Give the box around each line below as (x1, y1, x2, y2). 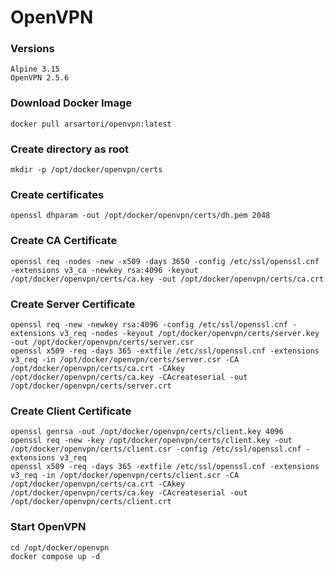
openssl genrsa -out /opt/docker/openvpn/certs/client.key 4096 (10, 427, 284, 437)
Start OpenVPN (10, 520, 87, 534)
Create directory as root (10, 142, 129, 156)
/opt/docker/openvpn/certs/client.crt (10, 497, 172, 507)
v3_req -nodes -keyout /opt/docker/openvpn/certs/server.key (59, 328, 320, 338)
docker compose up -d (10, 551, 101, 561)
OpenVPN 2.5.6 (10, 73, 70, 83)
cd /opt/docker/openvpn (10, 542, 110, 553)
